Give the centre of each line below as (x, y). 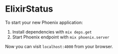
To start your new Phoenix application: (44, 22)
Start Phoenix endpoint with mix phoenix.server (61, 37)
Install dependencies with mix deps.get (52, 32)
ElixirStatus (29, 9)
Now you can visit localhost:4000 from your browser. (59, 46)
